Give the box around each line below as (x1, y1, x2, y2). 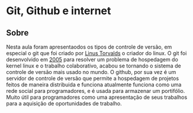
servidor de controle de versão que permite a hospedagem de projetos (6, 75, 179, 82)
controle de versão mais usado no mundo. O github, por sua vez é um (6, 69, 176, 75)
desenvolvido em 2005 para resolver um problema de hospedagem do (6, 56, 179, 63)
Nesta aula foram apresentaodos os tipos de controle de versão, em (6, 43, 172, 50)
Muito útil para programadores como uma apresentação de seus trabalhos (6, 93, 188, 101)
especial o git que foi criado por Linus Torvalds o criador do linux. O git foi (6, 50, 187, 57)
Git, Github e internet (6, 4, 111, 18)
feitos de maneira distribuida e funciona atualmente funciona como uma (6, 81, 182, 88)
